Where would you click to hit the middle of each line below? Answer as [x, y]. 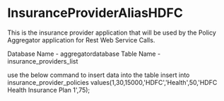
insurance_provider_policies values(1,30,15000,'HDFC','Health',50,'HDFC [112, 82]
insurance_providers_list [43, 61]
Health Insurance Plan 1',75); [49, 90]
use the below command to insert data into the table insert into [99, 75]
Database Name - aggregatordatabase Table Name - [84, 54]
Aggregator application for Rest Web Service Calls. [81, 40]
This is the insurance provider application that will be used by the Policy [112, 32]
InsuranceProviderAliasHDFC [95, 13]
